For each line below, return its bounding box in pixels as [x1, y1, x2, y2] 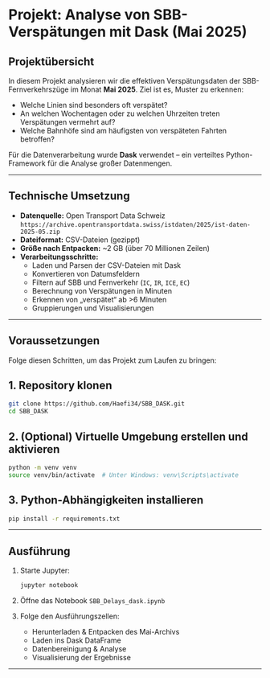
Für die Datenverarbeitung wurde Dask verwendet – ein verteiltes [8, 150, 225, 159]
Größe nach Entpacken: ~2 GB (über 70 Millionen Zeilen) [19, 243, 211, 253]
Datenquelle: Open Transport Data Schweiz [19, 211, 166, 220]
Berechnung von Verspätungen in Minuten [31, 286, 173, 295]
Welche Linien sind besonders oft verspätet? [19, 101, 168, 109]
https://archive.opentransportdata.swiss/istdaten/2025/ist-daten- [19, 220, 251, 228]
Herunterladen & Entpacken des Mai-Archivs [31, 627, 180, 637]
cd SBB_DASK [8, 408, 48, 416]
